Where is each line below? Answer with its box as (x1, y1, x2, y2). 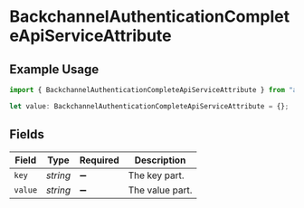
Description (134, 154, 186, 166)
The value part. (128, 184, 193, 196)
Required (79, 154, 119, 166)
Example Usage (9, 61, 100, 77)
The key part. (128, 169, 185, 182)
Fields (9, 127, 45, 142)
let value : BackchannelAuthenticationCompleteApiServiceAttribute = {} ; (9, 101, 290, 110)
